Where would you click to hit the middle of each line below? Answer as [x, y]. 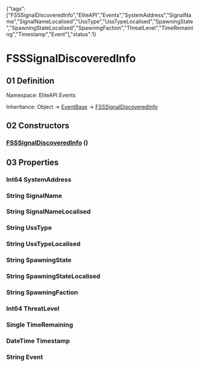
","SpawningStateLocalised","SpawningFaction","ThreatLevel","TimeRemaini [100, 28]
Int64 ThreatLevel [33, 308]
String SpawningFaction [42, 292]
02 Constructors [38, 126]
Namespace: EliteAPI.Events [41, 95]
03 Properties [32, 162]
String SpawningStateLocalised [53, 276]
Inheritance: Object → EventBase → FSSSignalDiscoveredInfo [82, 107]
